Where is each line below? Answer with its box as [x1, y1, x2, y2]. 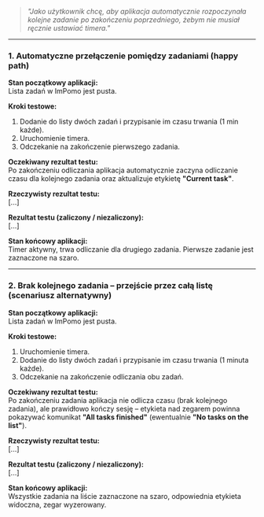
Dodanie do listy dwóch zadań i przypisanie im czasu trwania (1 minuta [19, 355, 249, 364]
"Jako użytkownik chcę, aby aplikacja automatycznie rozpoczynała [27, 7, 247, 16]
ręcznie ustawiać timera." [27, 24, 111, 32]
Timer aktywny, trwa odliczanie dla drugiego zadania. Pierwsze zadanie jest [8, 245, 254, 254]
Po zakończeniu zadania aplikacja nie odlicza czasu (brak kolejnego [8, 395, 228, 404]
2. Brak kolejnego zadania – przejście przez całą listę [8, 280, 214, 291]
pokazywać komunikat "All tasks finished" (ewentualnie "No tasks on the [8, 412, 249, 422]
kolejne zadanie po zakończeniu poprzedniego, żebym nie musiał [27, 15, 240, 24]
